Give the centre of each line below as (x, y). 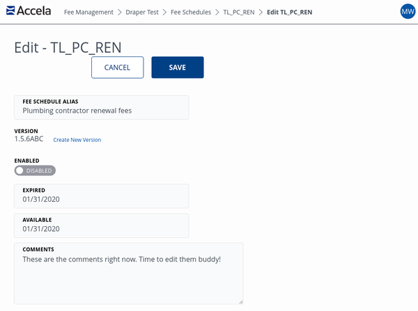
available (37, 220)
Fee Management (89, 12)
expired (34, 190)
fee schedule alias (51, 102)
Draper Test (142, 12)
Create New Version (77, 140)
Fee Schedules (191, 12)
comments (39, 249)
